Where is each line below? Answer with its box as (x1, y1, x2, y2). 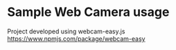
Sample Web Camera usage (7, 4, 170, 20)
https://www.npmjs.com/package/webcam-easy (7, 34, 146, 42)
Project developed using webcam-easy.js (7, 27, 125, 35)
